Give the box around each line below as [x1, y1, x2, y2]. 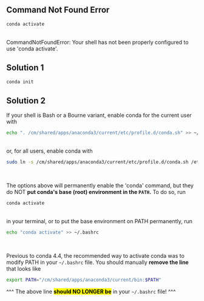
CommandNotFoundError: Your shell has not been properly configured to [6, 38, 189, 46]
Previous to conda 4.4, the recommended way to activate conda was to [6, 252, 185, 259]
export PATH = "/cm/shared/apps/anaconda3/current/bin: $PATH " [6, 277, 162, 283]
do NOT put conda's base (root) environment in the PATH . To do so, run [6, 188, 186, 195]
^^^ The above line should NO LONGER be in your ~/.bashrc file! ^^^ [6, 288, 176, 295]
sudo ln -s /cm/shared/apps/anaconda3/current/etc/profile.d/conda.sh [6, 159, 189, 165]
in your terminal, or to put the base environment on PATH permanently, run [6, 217, 192, 224]
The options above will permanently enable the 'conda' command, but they [6, 182, 194, 189]
